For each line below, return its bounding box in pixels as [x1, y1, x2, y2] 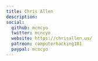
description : [6, 14, 38, 20]
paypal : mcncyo [11, 46, 48, 52]
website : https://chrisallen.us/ [11, 35, 93, 41]
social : [6, 19, 25, 25]
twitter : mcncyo [11, 30, 51, 36]
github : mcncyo [11, 24, 48, 31]
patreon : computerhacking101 [11, 41, 82, 47]
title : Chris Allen [6, 8, 54, 15]
